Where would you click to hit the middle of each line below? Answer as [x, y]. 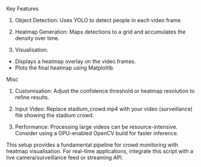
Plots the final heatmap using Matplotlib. [65, 68]
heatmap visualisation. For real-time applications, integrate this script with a [100, 151]
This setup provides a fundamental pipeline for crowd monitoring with [92, 145]
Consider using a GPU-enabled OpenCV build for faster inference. [97, 133]
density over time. [37, 38]
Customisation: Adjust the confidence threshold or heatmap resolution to [105, 91]
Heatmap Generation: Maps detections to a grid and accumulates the [100, 32]
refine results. [32, 97]
